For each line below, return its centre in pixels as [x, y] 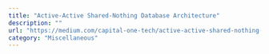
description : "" [35, 23]
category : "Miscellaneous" [53, 38]
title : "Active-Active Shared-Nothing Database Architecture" [114, 15]
